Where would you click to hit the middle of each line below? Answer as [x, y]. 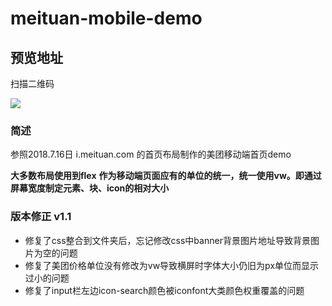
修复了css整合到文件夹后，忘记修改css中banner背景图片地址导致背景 [167, 240]
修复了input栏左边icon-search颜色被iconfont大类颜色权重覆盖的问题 [164, 290]
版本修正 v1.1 [41, 217]
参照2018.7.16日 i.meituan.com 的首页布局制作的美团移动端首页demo [151, 154]
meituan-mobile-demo [106, 18]
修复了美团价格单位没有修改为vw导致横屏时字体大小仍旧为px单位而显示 [172, 265]
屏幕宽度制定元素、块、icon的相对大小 [90, 188]
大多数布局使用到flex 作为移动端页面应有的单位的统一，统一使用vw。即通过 [166, 176]
